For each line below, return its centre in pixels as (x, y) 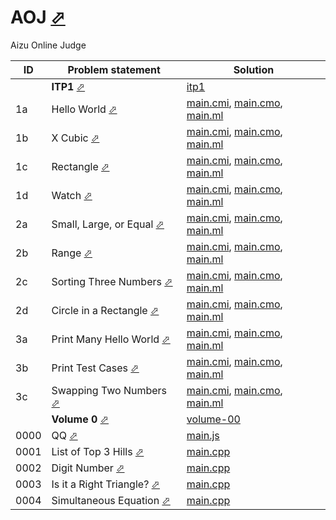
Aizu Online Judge (48, 45)
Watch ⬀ (72, 195)
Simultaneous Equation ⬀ (111, 500)
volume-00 (213, 419)
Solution (254, 69)
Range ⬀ (72, 253)
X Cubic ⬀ (75, 138)
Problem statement (114, 69)
